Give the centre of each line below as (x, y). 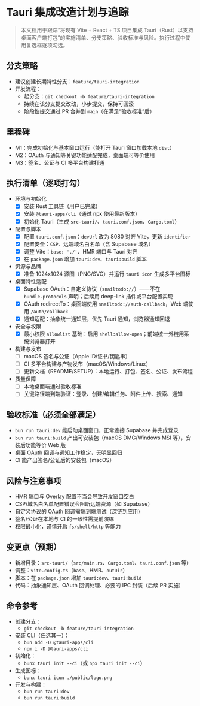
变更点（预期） (34, 547)
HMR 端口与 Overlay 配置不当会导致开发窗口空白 (74, 497)
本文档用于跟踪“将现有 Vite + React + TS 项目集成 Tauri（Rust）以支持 (107, 30)
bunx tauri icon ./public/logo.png (68, 678)
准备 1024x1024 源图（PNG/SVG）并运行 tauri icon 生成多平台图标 (107, 274)
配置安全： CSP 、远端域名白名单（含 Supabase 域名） (89, 244)
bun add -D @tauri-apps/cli (59, 642)
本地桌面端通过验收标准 (53, 387)
